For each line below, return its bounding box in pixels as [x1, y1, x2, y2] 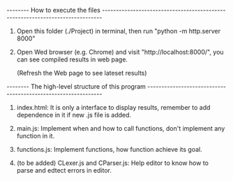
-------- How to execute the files [6, 6, 100, 14]
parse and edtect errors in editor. [16, 166, 112, 174]
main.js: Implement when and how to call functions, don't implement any [16, 124, 225, 132]
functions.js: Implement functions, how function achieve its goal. [16, 145, 203, 153]
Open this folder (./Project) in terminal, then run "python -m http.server [16, 27, 221, 35]
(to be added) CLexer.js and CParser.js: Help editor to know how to [16, 159, 209, 167]
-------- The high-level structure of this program [6, 82, 146, 90]
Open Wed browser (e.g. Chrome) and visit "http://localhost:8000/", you [16, 48, 224, 56]
